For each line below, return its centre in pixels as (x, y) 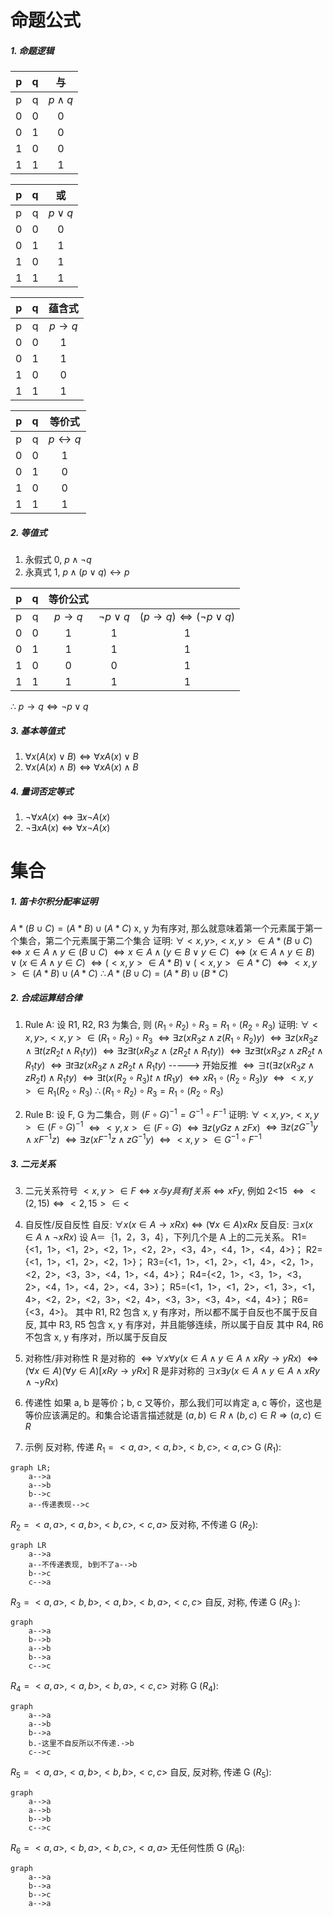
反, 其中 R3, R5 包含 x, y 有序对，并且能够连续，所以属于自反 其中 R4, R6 (174, 1324)
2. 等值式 (29, 532)
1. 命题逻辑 (32, 50)
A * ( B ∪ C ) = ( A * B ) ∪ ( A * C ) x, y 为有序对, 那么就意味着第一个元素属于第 (162, 928)
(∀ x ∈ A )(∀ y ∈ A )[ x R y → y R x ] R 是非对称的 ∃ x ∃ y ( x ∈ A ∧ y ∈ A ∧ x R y (172, 1370)
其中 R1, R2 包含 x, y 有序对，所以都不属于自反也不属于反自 (196, 1312)
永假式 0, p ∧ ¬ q (58, 560)
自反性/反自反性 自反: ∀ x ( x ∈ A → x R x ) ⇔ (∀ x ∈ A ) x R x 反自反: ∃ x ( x (169, 1224)
